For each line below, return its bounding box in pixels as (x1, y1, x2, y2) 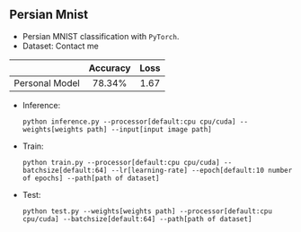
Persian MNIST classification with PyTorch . (22, 30, 180, 41)
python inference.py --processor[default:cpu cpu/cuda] (22, 116, 236, 126)
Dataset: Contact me (22, 40, 99, 51)
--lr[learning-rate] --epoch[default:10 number (111, 166, 293, 175)
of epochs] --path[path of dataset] (22, 174, 160, 183)
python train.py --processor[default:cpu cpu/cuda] (22, 158, 220, 167)
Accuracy (88, 62, 131, 74)
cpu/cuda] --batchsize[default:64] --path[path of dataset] (22, 214, 252, 223)
